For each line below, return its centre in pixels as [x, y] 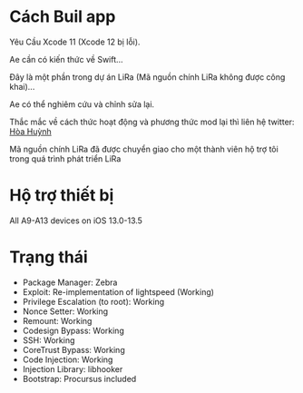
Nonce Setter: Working [65, 311]
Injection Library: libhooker [73, 368]
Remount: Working [57, 320]
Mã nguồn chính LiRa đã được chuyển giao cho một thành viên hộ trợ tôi [144, 149]
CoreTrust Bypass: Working [73, 349]
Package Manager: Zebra [70, 282]
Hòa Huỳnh [30, 131]
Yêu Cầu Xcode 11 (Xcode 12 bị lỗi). [75, 42]
